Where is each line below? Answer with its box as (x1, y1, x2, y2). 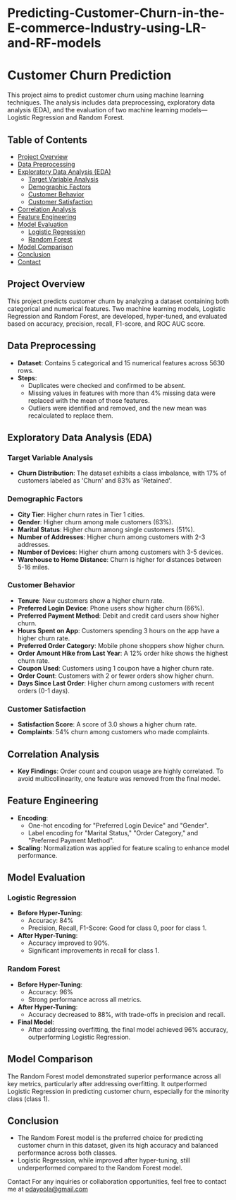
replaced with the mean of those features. (27, 396, 150, 404)
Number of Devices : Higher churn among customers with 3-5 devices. (17, 548, 223, 556)
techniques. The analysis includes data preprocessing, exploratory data (7, 98, 216, 107)
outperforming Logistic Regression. (27, 1033, 131, 1041)
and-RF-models (7, 35, 101, 51)
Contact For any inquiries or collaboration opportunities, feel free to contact (7, 1177, 227, 1186)
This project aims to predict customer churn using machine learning (7, 90, 204, 100)
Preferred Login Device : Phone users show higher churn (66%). (17, 604, 205, 612)
